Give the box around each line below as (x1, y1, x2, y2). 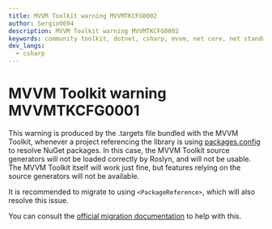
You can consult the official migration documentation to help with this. (8, 211, 242, 221)
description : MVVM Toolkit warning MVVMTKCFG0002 (8, 27, 180, 35)
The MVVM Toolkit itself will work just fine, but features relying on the (8, 163, 241, 172)
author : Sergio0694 (8, 19, 74, 28)
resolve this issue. (8, 195, 69, 205)
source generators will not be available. (8, 171, 140, 180)
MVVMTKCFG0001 (8, 102, 140, 120)
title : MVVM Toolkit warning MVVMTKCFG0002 (8, 11, 158, 20)
